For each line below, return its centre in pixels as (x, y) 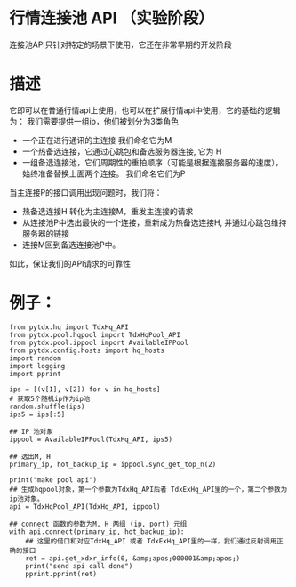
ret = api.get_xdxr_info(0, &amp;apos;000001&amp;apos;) (133, 558)
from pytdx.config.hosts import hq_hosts (87, 350)
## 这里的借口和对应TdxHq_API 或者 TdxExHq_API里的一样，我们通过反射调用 (151, 541)
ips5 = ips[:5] (37, 414)
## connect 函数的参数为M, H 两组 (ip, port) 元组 (98, 524)
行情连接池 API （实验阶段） (112, 18)
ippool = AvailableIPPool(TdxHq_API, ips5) (91, 439)
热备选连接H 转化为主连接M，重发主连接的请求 (108, 211)
